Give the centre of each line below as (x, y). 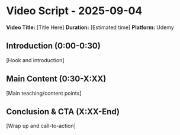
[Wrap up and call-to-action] (41, 126)
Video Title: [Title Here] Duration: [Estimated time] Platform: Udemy (90, 27)
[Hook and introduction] (35, 60)
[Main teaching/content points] (44, 93)
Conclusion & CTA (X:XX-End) (63, 112)
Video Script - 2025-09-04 (74, 11)
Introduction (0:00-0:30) (53, 46)
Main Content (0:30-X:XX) (56, 79)
